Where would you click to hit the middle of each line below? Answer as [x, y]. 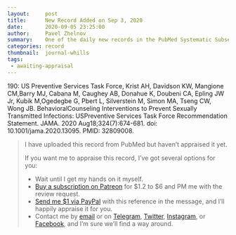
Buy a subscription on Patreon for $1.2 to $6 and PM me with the [129, 186]
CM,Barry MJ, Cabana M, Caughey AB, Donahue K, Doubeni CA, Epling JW [116, 93]
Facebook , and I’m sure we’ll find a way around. [104, 223]
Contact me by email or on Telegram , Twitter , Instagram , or [120, 216]
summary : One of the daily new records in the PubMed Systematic [110, 40]
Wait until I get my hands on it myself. [89, 179]
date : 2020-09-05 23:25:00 [56, 27]
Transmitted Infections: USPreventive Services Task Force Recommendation [118, 116]
